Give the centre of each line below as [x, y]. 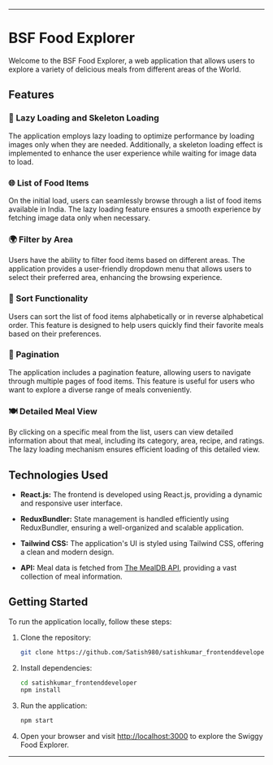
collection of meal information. [71, 576]
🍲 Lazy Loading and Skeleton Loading [84, 118]
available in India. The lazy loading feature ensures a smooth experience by [135, 209]
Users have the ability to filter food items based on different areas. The [127, 260]
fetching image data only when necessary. [79, 217]
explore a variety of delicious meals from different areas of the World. [125, 69]
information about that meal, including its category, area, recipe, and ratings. [136, 441]
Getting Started [48, 602]
